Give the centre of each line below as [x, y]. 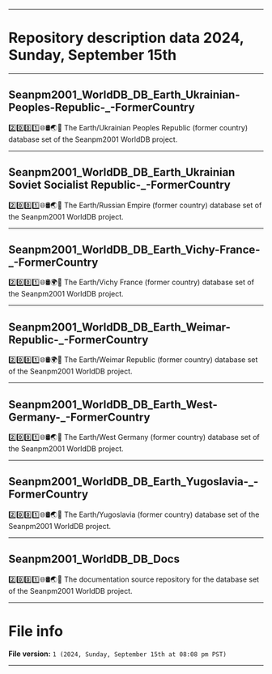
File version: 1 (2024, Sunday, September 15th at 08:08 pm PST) [117, 654]
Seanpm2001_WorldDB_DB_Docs [94, 559]
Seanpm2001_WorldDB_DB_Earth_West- [113, 405]
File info [36, 631]
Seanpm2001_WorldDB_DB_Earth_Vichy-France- [134, 249]
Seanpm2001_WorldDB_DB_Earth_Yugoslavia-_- [134, 482]
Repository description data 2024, [126, 38]
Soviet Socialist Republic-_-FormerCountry [119, 185]
